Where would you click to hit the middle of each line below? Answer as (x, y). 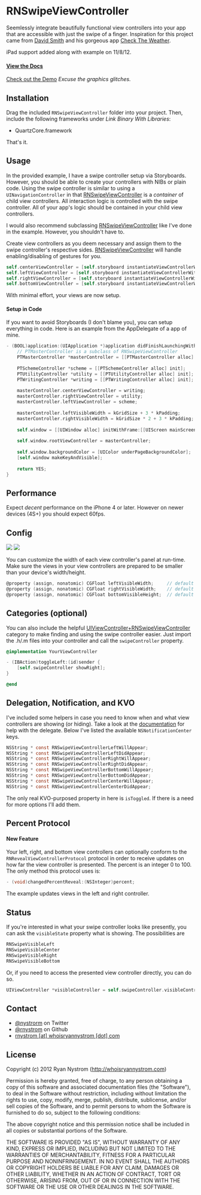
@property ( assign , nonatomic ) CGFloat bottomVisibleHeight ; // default (100, 594)
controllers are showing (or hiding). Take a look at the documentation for (95, 724)
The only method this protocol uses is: (53, 871)
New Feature (22, 838)
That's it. (17, 142)
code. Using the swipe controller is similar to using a (71, 188)
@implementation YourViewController (52, 652)
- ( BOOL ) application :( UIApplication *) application (71, 346)
